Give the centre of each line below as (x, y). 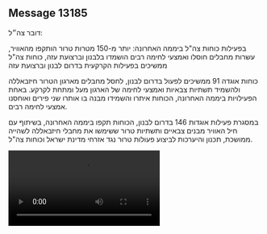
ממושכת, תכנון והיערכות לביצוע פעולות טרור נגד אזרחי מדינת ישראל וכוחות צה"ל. (130, 139)
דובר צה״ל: (25, 32)
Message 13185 (48, 13)
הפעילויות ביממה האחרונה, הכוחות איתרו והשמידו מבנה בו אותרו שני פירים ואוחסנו (133, 98)
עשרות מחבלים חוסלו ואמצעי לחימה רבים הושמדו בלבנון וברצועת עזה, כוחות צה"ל (132, 56)
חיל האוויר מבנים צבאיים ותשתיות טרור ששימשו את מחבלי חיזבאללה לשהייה (123, 130)
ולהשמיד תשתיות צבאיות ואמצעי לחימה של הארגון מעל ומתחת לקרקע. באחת (124, 89)
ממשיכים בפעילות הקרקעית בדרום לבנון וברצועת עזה (88, 65)
